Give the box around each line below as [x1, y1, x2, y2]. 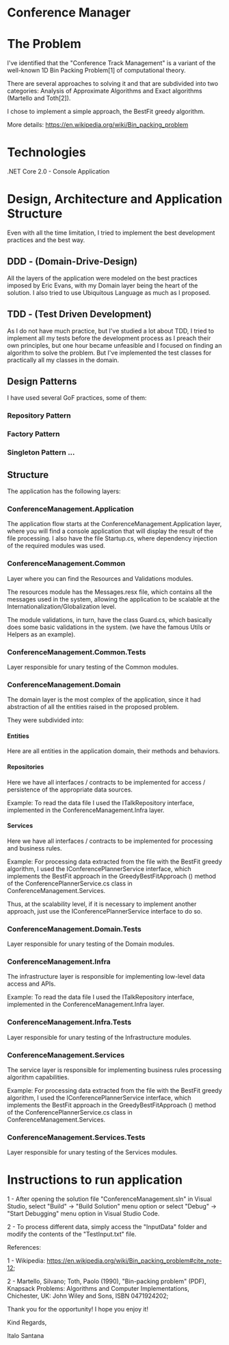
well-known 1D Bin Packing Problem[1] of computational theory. [7, 67, 186, 75]
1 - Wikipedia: [7, 1257, 46, 1265]
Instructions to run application [7, 1172, 183, 1188]
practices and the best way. [7, 236, 85, 244]
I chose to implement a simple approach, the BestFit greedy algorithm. [7, 108, 205, 116]
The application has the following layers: [7, 487, 121, 495]
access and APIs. [7, 979, 56, 988]
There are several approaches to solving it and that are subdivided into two [7, 80, 219, 88]
